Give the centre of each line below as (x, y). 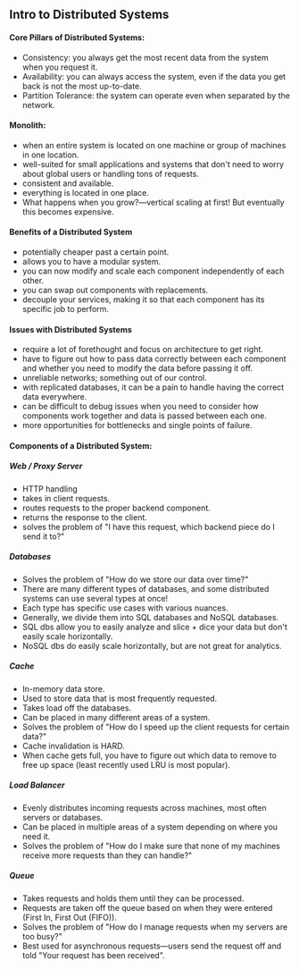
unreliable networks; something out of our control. (114, 378)
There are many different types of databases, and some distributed (145, 588)
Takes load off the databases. (77, 708)
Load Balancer (37, 785)
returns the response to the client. (84, 517)
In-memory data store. (63, 688)
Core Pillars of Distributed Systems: (77, 37)
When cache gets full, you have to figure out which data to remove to (149, 755)
